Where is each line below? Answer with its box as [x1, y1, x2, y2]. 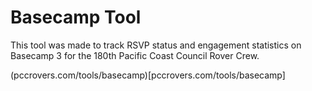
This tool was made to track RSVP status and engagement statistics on [10, 39, 302, 51]
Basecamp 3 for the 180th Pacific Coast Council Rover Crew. [10, 49, 260, 61]
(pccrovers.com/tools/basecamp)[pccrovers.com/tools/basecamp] [10, 69, 286, 81]
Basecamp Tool [10, 6, 142, 29]
